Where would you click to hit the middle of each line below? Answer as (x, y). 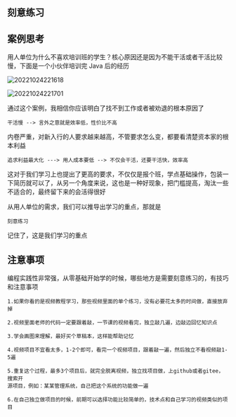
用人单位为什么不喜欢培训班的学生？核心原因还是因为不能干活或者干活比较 (115, 57)
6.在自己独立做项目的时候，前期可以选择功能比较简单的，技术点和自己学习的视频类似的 (115, 400)
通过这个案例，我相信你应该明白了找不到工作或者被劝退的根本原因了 (106, 108)
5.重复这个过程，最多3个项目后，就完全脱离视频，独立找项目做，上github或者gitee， (116, 371)
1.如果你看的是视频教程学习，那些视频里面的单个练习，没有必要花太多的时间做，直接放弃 (118, 301)
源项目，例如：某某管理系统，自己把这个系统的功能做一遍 (78, 386)
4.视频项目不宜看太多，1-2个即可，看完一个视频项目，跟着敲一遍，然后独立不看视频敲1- (118, 350)
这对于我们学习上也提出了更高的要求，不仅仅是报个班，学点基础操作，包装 (115, 174)
